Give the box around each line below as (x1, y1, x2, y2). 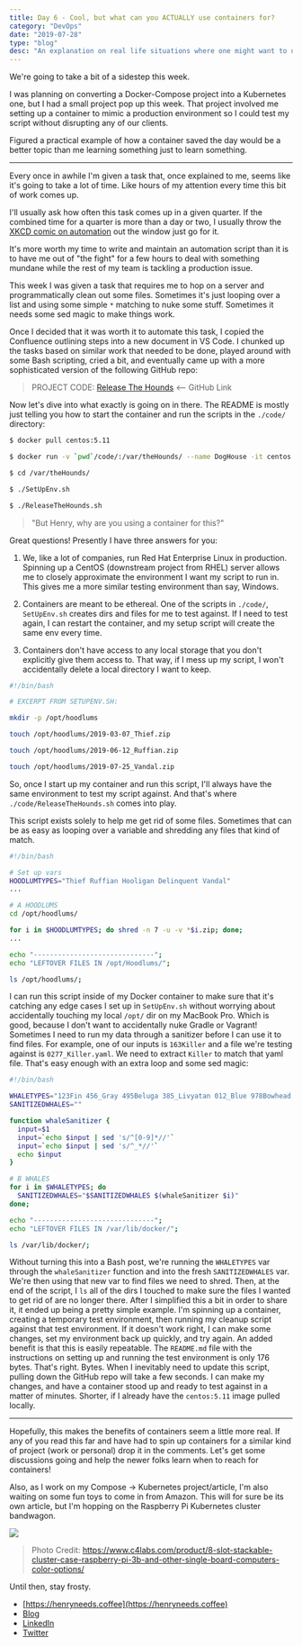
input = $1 (17, 1125, 50, 1134)
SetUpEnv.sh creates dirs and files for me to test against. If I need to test (22, 608, 289, 619)
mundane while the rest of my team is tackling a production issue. (9, 263, 253, 274)
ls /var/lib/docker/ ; (9, 1240, 91, 1250)
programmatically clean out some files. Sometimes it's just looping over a (9, 290, 280, 301)
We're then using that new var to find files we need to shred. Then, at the (9, 1276, 280, 1287)
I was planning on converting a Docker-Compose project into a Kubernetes (9, 89, 287, 100)
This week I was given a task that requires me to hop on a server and (9, 280, 265, 291)
